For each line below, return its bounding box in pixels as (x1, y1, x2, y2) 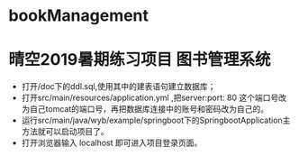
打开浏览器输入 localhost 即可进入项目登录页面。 (21, 137, 203, 149)
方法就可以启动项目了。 (21, 126, 109, 137)
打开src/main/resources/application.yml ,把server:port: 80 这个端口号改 (21, 92, 287, 104)
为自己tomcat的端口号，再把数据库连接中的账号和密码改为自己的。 (21, 104, 269, 115)
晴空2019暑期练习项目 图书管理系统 (8, 50, 271, 70)
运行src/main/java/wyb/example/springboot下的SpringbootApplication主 (21, 115, 291, 126)
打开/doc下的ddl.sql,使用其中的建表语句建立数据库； (21, 81, 216, 92)
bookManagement (8, 5, 149, 26)
